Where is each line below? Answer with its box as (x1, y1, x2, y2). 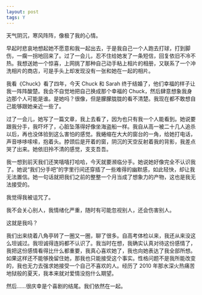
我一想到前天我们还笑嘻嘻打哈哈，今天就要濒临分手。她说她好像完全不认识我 (6, 158, 196, 166)
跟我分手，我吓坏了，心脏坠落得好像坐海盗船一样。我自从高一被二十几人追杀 (6, 123, 196, 130)
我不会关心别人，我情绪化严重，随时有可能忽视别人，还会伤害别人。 (6, 206, 175, 214)
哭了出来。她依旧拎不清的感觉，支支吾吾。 (6, 145, 112, 152)
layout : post (6, 8, 39, 15)
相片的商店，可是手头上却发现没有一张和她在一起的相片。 (11, 67, 154, 74)
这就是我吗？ (6, 219, 38, 226)
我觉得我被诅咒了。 (6, 193, 54, 200)
